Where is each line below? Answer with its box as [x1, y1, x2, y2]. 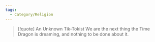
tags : [5, 7, 17, 12]
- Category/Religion [10, 12, 53, 17]
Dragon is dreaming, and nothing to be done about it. [17, 31, 129, 37]
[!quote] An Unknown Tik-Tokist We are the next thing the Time [17, 25, 150, 31]
